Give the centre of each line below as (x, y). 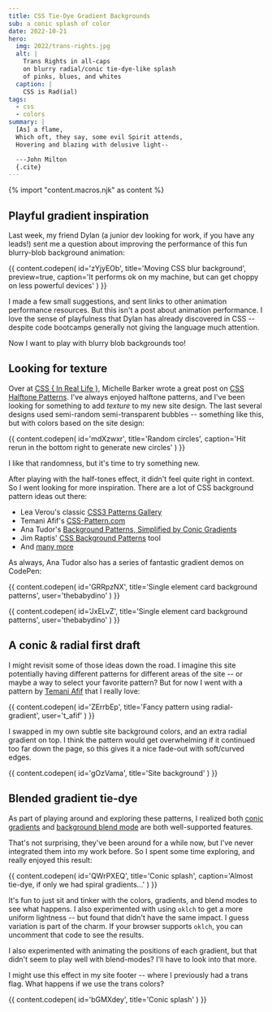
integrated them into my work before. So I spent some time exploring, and (132, 851)
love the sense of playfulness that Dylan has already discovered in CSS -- (132, 319)
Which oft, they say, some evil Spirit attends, (99, 137)
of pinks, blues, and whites (72, 77)
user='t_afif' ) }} (68, 715)
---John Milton (41, 160)
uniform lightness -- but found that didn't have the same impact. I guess (129, 918)
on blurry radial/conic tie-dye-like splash (99, 69)
